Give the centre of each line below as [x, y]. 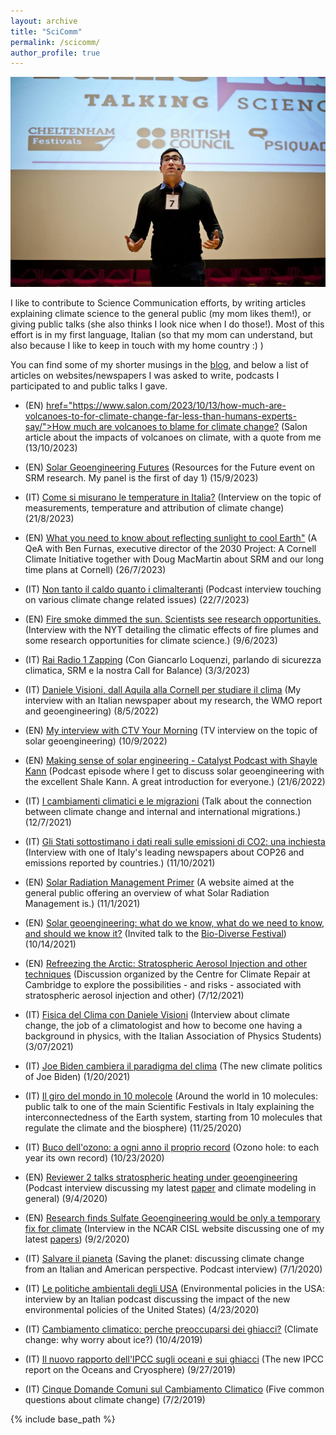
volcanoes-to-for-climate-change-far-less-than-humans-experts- [160, 416]
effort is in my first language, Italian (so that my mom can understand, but [161, 334]
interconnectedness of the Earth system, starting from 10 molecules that [173, 1117]
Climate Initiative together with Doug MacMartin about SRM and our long [174, 559]
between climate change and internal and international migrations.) [163, 811]
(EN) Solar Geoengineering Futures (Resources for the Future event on [169, 467]
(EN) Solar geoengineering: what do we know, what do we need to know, [174, 922]
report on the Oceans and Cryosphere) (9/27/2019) [130, 1369]
